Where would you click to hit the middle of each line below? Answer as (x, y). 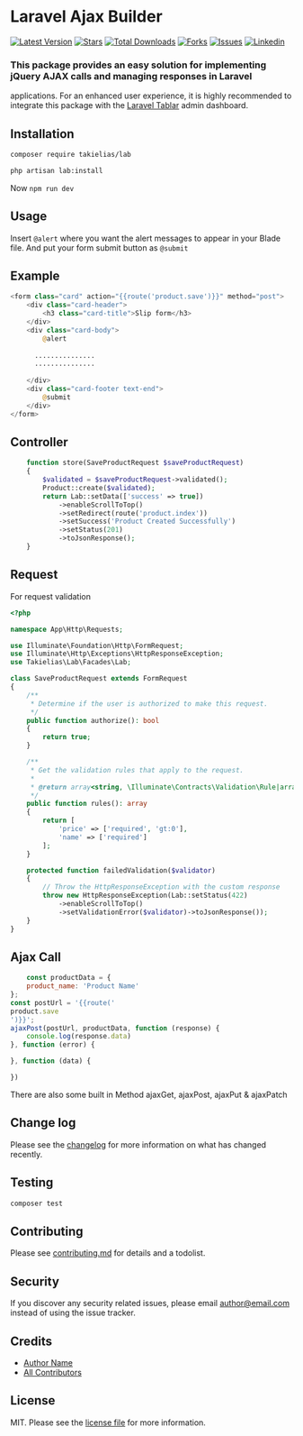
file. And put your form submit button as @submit (99, 247)
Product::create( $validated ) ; (99, 488)
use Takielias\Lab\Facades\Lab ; (71, 663)
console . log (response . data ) (79, 1037)
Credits (31, 1341)
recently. (27, 1154)
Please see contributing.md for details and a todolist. (108, 1253)
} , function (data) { (51, 1061)
